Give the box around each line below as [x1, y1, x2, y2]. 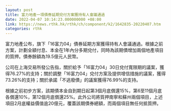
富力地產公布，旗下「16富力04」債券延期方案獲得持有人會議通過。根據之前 [5, 41, 163, 47]
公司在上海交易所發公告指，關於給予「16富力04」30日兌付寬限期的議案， [5, 64, 160, 70]
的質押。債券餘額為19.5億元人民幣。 [5, 54, 81, 60]
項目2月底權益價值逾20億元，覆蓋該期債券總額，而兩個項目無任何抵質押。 [5, 100, 161, 106]
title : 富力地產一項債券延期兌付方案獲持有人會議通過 [5, 12, 105, 17]
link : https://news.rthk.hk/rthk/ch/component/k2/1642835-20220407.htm [5, 21, 161, 27]
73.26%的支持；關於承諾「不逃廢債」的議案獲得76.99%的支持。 [5, 77, 141, 83]
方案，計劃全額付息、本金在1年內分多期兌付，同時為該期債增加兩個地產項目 [5, 47, 164, 53]
